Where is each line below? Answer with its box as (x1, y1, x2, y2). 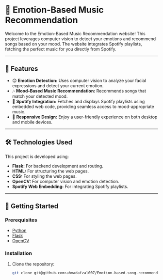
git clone (12, 270, 33, 275)
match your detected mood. (12, 93, 68, 99)
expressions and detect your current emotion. (12, 82, 104, 89)
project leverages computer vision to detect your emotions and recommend (5, 36, 156, 42)
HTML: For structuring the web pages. (12, 168, 89, 174)
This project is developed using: (5, 154, 69, 159)
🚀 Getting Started (5, 202, 59, 210)
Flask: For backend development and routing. (12, 163, 103, 169)
